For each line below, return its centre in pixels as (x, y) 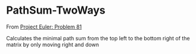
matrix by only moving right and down (53, 45)
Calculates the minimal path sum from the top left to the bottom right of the (98, 38)
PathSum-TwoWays (56, 10)
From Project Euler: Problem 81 (44, 27)
